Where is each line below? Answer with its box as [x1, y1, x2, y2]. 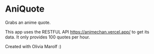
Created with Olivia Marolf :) [5, 43, 62, 49]
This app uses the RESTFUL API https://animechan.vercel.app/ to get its [5, 29, 150, 35]
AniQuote [5, 3, 45, 15]
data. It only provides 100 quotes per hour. [5, 34, 90, 40]
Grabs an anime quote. [5, 19, 51, 25]
